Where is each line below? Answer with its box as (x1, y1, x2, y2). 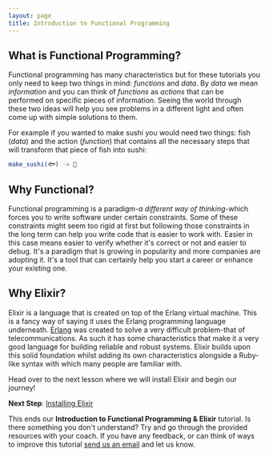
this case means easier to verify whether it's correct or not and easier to (8, 238, 247, 247)
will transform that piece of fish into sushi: (8, 145, 147, 154)
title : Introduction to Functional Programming (8, 19, 171, 27)
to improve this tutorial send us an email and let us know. (8, 439, 196, 449)
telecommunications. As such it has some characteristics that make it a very (8, 333, 259, 343)
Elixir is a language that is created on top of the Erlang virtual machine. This (8, 307, 258, 317)
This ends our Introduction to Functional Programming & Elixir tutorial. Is (8, 414, 251, 423)
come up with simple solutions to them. (8, 113, 138, 122)
